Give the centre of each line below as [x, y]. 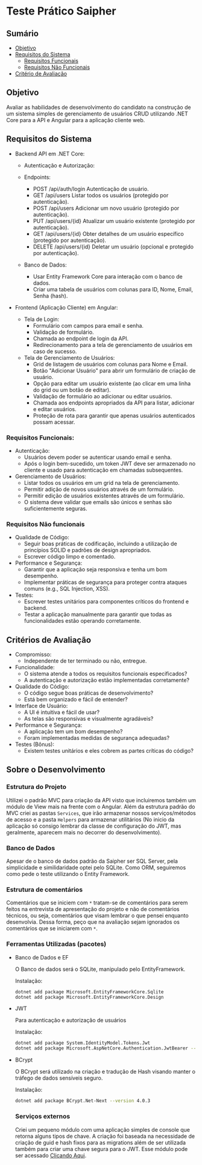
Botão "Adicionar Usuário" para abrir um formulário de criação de [114, 371]
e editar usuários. [55, 409]
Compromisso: [33, 655]
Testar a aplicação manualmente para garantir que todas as [98, 614]
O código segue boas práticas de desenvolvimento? [89, 693]
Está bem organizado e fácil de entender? [76, 699]
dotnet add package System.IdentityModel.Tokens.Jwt [83, 1043]
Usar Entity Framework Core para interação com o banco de [108, 276]
